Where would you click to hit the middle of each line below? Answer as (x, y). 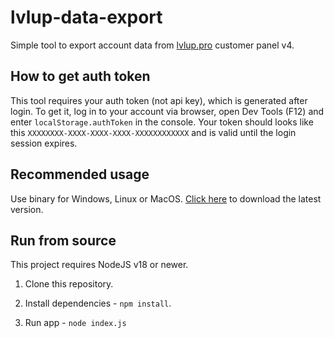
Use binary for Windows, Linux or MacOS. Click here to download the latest (166, 198)
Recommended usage (80, 174)
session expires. (44, 143)
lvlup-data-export (86, 17)
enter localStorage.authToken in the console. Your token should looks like (162, 122)
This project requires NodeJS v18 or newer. (99, 265)
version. (27, 209)
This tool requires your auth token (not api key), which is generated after (159, 100)
